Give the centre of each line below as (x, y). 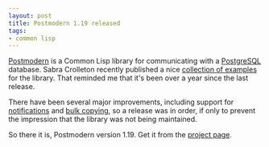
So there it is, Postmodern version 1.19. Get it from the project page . (120, 135)
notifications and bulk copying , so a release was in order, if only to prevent (132, 111)
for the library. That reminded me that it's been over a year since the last (128, 78)
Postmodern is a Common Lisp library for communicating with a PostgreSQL (135, 61)
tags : (17, 31)
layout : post (30, 16)
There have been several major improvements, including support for (121, 102)
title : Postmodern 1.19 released (64, 23)
